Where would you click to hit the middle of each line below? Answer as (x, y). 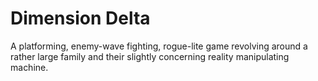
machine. (29, 67)
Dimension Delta (80, 18)
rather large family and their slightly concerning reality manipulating (150, 56)
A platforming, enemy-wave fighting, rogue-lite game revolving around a (159, 46)
